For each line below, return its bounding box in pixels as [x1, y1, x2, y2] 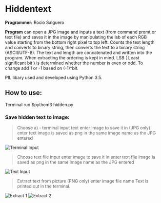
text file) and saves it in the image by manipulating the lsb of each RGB [5, 34, 147, 40]
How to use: [5, 89, 42, 97]
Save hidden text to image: [5, 113, 70, 120]
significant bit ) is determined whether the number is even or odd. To [5, 60, 143, 66]
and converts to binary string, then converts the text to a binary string [5, 44, 145, 50]
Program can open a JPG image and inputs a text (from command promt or [5, 29, 156, 35]
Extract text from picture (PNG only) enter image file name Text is [17, 178, 149, 184]
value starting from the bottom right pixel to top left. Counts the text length [5, 39, 155, 45]
